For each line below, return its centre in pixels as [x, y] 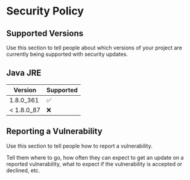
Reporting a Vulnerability [54, 132]
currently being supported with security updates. [67, 54]
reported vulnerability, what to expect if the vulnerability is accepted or [94, 164]
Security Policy [45, 11]
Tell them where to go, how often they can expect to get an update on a [95, 157]
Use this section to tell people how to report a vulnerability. [79, 146]
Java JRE [24, 73]
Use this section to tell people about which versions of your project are [94, 48]
